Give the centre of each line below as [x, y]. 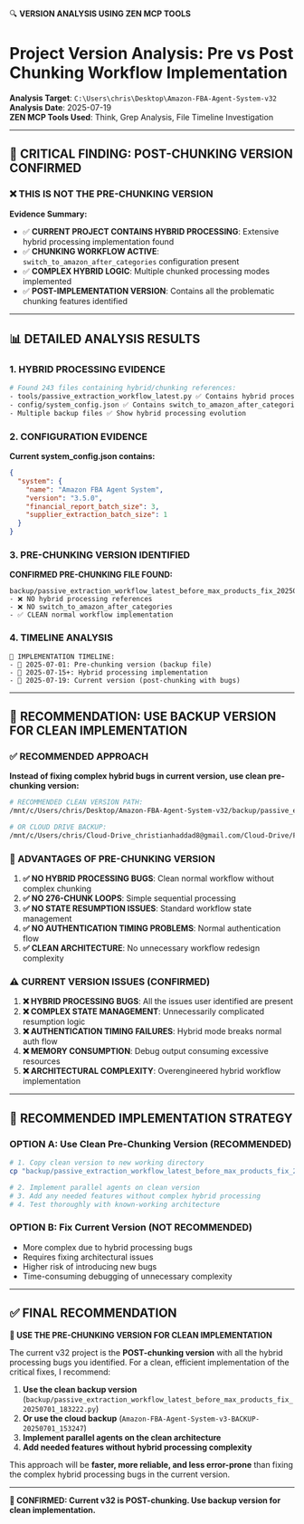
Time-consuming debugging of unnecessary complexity [127, 1276]
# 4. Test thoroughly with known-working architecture [115, 1204]
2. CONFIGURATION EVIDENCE [78, 436]
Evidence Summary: [48, 214]
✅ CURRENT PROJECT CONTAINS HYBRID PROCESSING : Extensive [151, 231]
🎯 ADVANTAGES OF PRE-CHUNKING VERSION [112, 858]
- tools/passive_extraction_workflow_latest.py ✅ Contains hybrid [138, 397]
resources [41, 1061]
